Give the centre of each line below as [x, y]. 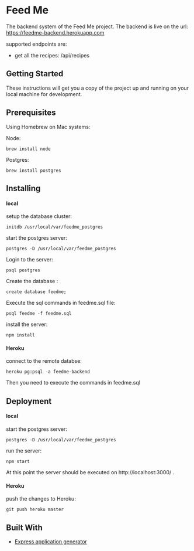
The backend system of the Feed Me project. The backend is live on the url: [97, 26]
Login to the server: [30, 260]
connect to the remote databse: [44, 361]
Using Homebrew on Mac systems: [48, 127]
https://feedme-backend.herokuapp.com [55, 32]
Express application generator [51, 541]
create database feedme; [36, 292]
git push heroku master [35, 510]
